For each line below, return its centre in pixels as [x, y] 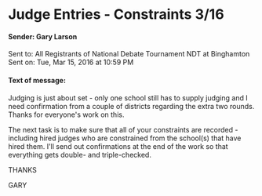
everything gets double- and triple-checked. [80, 154]
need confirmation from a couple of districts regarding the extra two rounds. [131, 106]
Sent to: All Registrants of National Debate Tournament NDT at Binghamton [129, 54]
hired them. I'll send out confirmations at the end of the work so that [118, 146]
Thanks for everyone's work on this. [66, 114]
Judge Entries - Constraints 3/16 [116, 15]
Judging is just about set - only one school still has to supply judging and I [128, 98]
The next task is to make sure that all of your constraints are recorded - [123, 129]
